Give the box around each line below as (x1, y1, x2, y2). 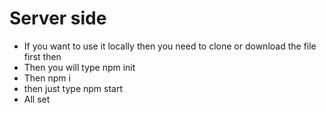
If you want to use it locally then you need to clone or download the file (23, 40, 317, 52)
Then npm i (23, 72, 71, 84)
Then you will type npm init (23, 61, 136, 73)
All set (23, 93, 51, 105)
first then (23, 50, 62, 62)
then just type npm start (23, 82, 124, 94)
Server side (9, 7, 107, 30)
